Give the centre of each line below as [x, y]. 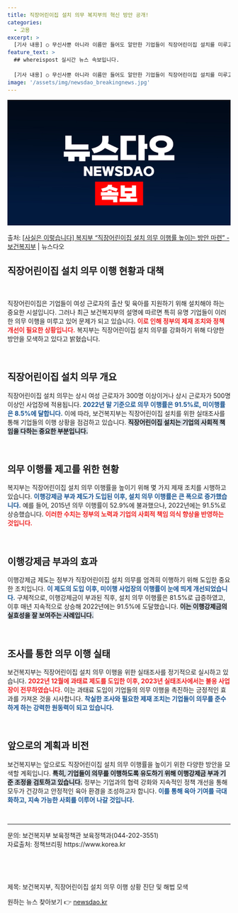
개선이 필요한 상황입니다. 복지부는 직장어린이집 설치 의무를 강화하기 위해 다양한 [116, 329]
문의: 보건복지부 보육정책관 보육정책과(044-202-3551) [83, 835]
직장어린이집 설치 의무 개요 [62, 377]
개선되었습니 [210, 589]
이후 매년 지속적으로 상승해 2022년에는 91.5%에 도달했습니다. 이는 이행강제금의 [118, 606]
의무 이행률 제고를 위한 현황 [63, 470]
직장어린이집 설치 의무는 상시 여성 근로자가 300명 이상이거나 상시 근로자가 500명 [119, 395]
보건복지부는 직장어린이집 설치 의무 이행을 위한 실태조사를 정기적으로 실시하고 [114, 672]
